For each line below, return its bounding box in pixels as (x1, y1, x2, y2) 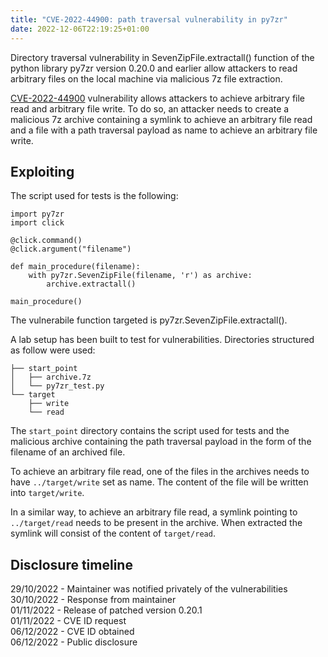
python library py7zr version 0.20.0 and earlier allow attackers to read (10, 62, 298, 74)
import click (10, 218, 65, 228)
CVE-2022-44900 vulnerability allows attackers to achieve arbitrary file (10, 92, 306, 104)
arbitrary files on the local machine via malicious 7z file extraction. (10, 72, 283, 85)
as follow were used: (10, 344, 96, 356)
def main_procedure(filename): (10, 262, 141, 272)
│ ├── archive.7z (10, 372, 92, 383)
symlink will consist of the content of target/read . (10, 527, 216, 540)
